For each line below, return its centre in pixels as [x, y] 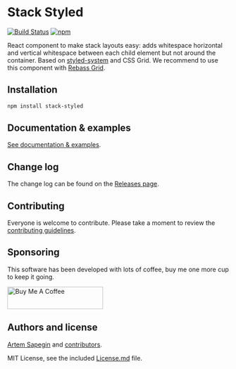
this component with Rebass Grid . [56, 67]
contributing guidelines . [42, 231]
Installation [32, 90]
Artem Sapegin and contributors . [55, 344]
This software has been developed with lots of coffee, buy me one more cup [118, 269]
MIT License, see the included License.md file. [75, 358]
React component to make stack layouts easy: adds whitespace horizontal [115, 45]
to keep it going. [31, 277]
